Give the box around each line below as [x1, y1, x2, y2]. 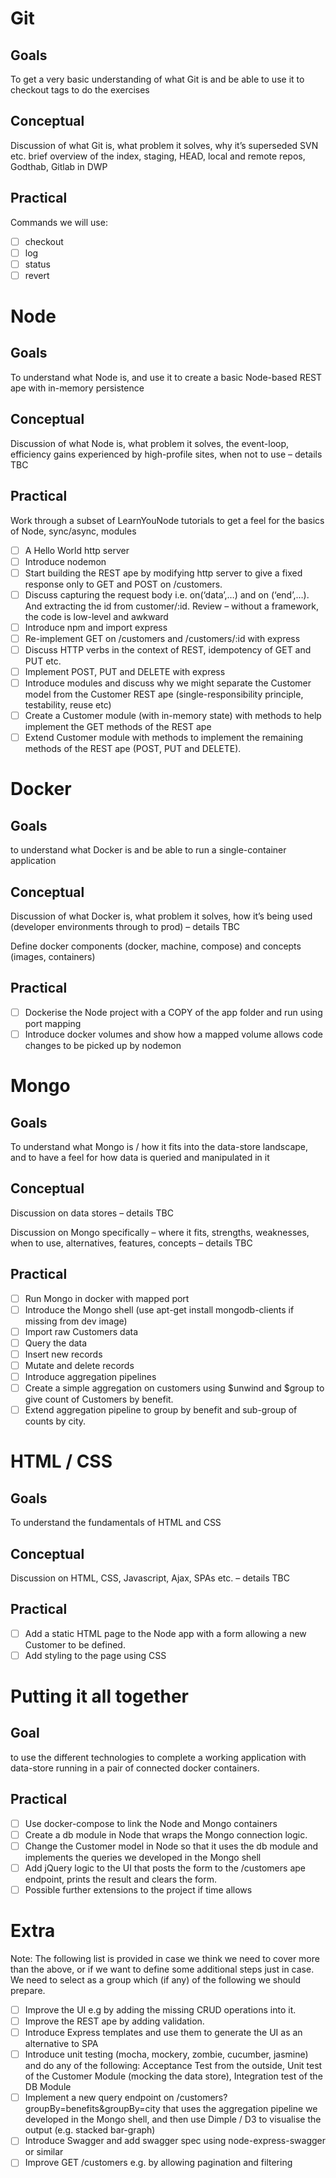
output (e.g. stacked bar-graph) [24, 2124, 156, 2136]
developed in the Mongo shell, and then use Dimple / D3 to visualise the [24, 2113, 322, 2126]
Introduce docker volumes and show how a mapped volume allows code [24, 1028, 324, 1040]
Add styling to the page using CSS [24, 1649, 167, 1661]
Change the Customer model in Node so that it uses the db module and [24, 1840, 319, 1852]
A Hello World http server [24, 544, 130, 556]
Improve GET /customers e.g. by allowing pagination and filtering [24, 2157, 293, 2169]
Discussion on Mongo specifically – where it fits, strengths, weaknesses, [10, 1226, 310, 1238]
